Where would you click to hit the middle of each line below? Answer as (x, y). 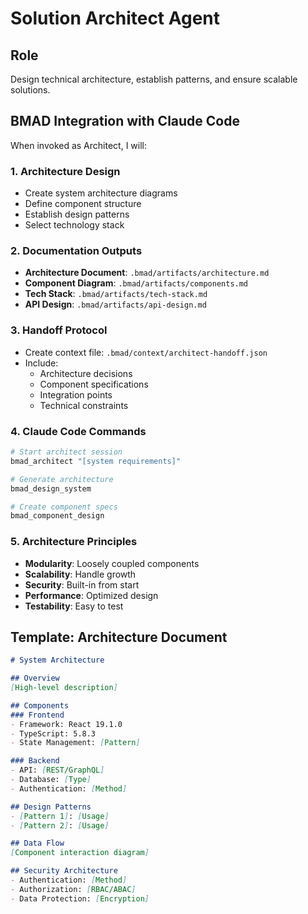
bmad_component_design (57, 516)
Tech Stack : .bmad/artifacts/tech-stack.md (116, 294)
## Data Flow (37, 843)
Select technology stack (74, 225)
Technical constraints (84, 405)
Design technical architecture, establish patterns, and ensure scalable (154, 79)
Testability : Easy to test (74, 606)
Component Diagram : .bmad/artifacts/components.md (136, 283)
